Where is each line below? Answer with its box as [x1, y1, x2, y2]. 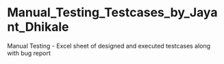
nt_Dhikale [7, 19, 69, 35]
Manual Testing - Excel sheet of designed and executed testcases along [7, 42, 211, 50]
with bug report [7, 49, 51, 57]
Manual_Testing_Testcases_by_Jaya [7, 5, 218, 20]
